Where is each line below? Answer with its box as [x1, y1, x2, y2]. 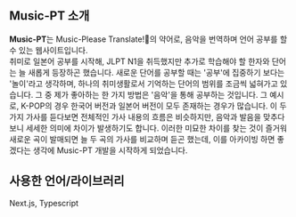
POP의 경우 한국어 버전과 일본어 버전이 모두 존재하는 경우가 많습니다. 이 [29, 100, 278, 111]
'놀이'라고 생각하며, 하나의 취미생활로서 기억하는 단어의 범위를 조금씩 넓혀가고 [9, 78, 278, 89]
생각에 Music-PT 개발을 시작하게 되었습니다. [32, 145, 188, 156]
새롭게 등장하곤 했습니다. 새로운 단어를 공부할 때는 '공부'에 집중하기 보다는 [28, 67, 285, 77]
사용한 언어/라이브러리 [9, 173, 125, 189]
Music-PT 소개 [9, 8, 90, 24]
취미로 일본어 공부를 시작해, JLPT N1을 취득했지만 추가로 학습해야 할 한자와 [9, 56, 270, 67]
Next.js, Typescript [9, 197, 78, 208]
